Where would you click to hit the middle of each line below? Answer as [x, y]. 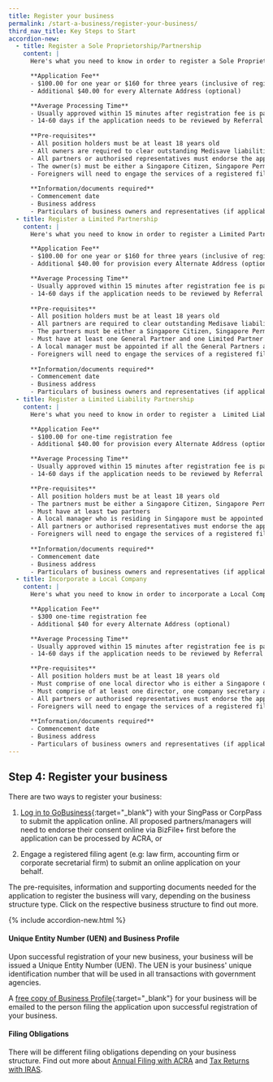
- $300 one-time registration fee [89, 617]
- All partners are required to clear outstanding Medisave [134, 324]
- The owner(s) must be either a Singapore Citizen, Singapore [139, 166]
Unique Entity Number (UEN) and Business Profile [94, 938]
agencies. [25, 982]
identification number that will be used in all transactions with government [132, 974]
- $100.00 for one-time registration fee [101, 437]
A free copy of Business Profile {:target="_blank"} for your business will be [133, 998]
